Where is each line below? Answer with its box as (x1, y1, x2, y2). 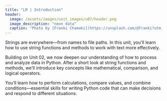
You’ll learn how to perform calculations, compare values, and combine (5, 80, 151, 86)
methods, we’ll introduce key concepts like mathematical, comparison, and (5, 65, 158, 71)
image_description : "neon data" (9, 21, 77, 26)
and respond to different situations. (5, 91, 77, 97)
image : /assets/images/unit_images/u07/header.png (9, 16, 117, 21)
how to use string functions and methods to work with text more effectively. (5, 45, 160, 51)
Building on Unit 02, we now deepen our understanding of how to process (5, 54, 157, 60)
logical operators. (5, 70, 41, 76)
